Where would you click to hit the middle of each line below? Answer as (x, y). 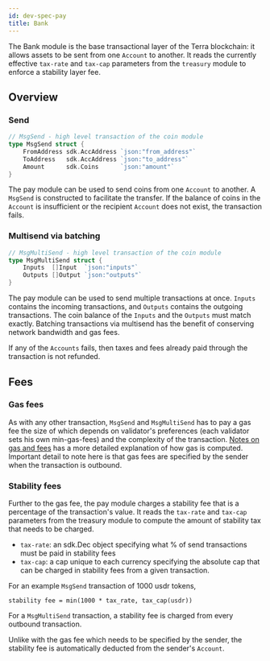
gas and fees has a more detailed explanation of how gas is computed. (126, 448)
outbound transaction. (45, 624)
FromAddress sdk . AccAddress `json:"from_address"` (110, 151)
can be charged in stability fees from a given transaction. (114, 570)
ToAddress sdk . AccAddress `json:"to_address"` (106, 159)
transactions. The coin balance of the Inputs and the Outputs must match (130, 316)
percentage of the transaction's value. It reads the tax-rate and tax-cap (128, 512)
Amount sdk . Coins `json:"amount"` (99, 167)
